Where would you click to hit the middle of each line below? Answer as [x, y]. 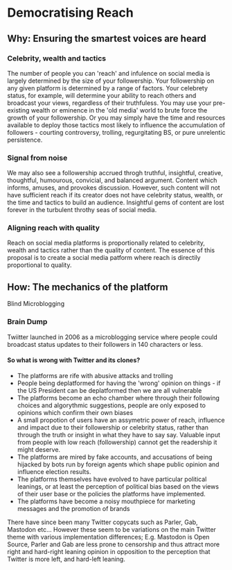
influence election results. [54, 471]
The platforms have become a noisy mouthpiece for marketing [106, 501]
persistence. [25, 140]
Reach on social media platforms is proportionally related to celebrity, [106, 243]
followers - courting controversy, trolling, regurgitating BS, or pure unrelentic [117, 132]
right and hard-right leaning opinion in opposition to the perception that [109, 551]
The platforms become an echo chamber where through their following [118, 398]
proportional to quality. [39, 265]
